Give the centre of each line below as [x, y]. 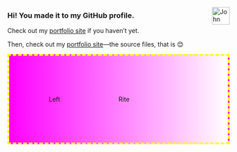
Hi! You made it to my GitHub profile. [71, 15]
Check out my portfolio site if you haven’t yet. [73, 31]
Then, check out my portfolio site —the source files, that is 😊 [96, 44]
